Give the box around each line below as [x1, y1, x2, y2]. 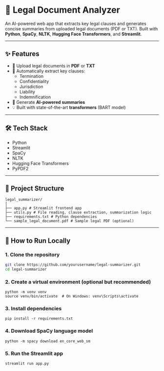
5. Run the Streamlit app [5, 350, 63, 357]
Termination [19, 73, 44, 79]
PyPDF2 [12, 165, 29, 171]
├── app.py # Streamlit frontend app [5, 206, 82, 211]
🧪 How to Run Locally [5, 236, 71, 245]
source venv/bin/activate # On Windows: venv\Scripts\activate [5, 294, 139, 299]
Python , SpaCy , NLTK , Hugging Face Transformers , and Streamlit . [5, 31, 142, 37]
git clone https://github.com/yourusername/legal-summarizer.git [5, 262, 141, 267]
